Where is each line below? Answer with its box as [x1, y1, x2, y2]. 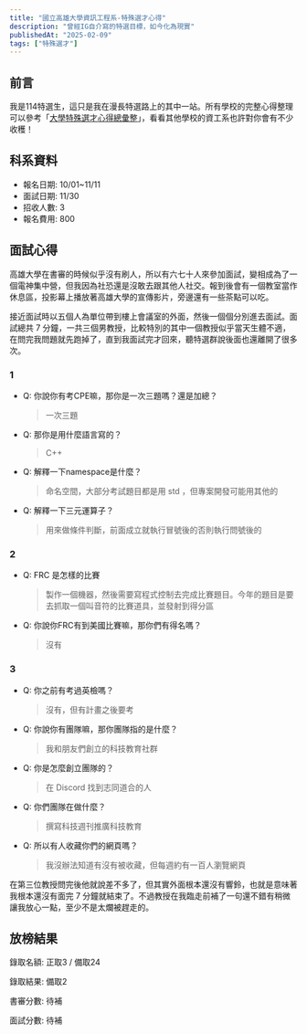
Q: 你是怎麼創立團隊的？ [22, 762, 114, 773]
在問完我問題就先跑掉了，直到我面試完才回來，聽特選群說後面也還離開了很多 [9, 333, 298, 344]
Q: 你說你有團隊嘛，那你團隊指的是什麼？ [22, 723, 178, 734]
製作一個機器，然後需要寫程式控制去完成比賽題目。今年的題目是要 [45, 589, 294, 600]
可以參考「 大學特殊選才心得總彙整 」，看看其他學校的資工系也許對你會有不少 [9, 112, 294, 123]
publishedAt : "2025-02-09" [9, 30, 112, 39]
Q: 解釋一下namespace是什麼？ [22, 466, 143, 477]
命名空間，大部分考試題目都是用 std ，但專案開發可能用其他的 [45, 485, 279, 496]
